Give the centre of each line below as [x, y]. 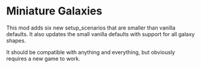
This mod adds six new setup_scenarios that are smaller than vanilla [91, 28]
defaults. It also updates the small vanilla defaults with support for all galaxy [101, 34]
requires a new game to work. [43, 58]
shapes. [16, 40]
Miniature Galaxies [54, 11]
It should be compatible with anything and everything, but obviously [91, 52]
